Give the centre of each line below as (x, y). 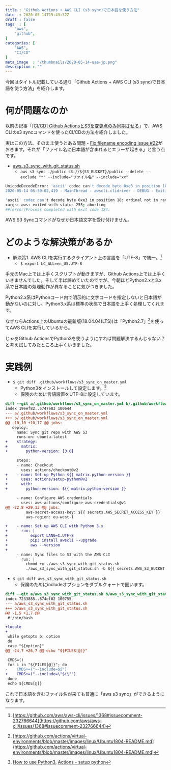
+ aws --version (33, 545)
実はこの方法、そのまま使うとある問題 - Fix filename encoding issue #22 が (84, 143)
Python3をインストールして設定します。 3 (63, 388)
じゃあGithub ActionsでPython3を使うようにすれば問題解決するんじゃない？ (85, 338)
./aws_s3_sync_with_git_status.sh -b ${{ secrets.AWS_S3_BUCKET (95, 569)
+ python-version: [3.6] (39, 451)
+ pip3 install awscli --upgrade (51, 540)
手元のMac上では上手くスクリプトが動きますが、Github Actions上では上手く (85, 274)
